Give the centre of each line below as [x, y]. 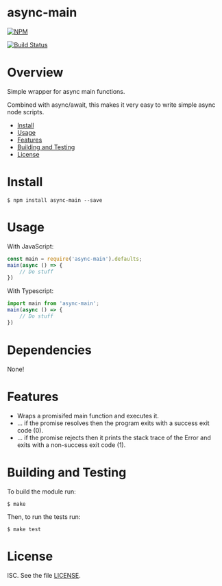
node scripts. [26, 112]
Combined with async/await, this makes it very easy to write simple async [111, 105]
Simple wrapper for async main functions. [66, 91]
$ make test [24, 529]
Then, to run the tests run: [44, 517]
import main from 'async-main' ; [53, 304]
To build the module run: [42, 492]
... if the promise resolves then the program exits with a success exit [113, 423]
